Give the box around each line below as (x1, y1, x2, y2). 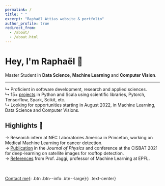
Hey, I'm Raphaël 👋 (5, 56, 83, 67)
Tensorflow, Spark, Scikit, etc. (5, 96, 66, 102)
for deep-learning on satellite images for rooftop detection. (5, 150, 124, 156)
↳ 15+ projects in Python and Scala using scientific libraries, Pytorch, (5, 92, 146, 97)
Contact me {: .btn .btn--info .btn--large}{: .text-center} (5, 175, 116, 181)
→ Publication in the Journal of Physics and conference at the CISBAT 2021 (5, 145, 158, 151)
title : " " (5, 12, 27, 17)
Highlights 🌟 (5, 122, 43, 130)
